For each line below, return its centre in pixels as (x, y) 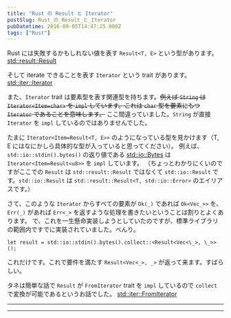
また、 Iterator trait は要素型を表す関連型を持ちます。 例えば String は (107, 97)
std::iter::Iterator (30, 83)
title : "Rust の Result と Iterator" (60, 13)
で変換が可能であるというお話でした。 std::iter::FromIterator (92, 294)
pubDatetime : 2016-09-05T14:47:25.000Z (64, 26)
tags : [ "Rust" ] (29, 33)
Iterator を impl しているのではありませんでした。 (79, 123)
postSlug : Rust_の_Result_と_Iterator (62, 20)
